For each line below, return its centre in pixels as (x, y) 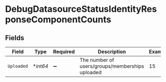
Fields (15, 38)
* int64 (41, 66)
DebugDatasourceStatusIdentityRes (81, 9)
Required (64, 52)
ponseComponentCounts (58, 20)
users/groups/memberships (112, 66)
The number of (97, 60)
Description (112, 52)
